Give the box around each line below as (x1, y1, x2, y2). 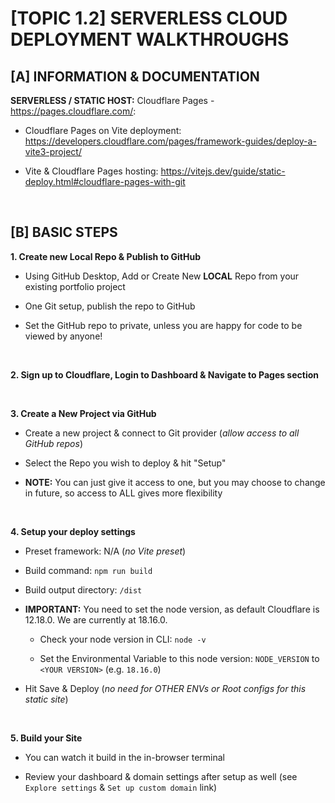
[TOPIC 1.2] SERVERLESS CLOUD (10, 7, 288, 30)
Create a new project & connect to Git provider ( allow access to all (24, 427, 300, 439)
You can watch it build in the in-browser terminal (24, 751, 225, 763)
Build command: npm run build (24, 564, 153, 576)
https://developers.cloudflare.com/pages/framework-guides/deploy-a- (24, 135, 317, 147)
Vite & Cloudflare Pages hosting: (24, 165, 159, 177)
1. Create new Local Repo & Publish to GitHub (10, 250, 201, 262)
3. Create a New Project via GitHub (10, 407, 157, 419)
